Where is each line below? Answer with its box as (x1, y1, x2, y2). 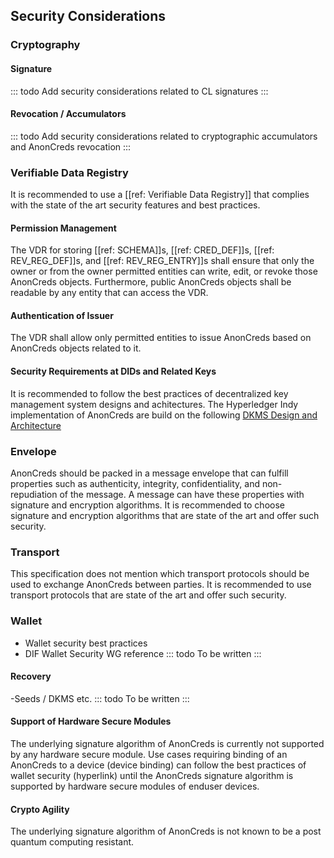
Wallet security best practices (24, 637, 148, 649)
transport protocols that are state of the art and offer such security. (10, 589, 287, 601)
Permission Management (10, 222, 117, 234)
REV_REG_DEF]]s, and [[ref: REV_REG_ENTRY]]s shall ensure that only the (10, 255, 315, 267)
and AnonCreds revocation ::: (10, 140, 132, 153)
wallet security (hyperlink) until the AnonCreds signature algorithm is (10, 769, 294, 781)
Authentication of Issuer (10, 309, 114, 321)
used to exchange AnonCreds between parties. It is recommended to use (10, 579, 312, 591)
